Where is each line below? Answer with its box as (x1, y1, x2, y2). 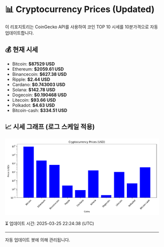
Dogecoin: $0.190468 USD (12, 92, 67, 98)
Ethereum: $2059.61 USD (12, 66, 64, 72)
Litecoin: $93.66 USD (12, 97, 56, 103)
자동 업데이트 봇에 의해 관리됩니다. (5, 237, 70, 243)
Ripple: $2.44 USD (12, 76, 50, 82)
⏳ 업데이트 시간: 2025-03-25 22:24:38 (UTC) (5, 220, 94, 226)
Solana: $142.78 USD (12, 87, 56, 92)
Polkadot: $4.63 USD (12, 102, 55, 108)
